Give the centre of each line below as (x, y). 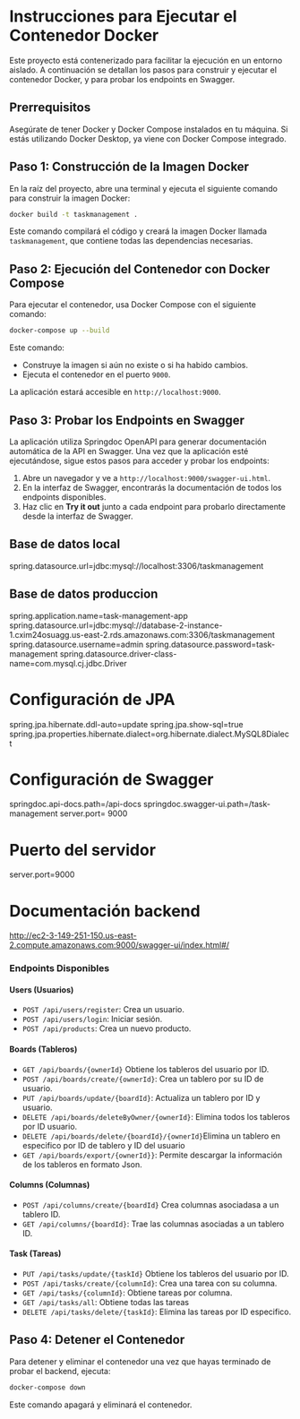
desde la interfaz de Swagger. (77, 516)
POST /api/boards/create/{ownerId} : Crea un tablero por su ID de (143, 1079)
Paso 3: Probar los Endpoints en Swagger (127, 420)
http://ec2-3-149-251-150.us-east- (73, 936)
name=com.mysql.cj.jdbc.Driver (68, 663)
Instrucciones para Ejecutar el (123, 17)
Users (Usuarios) (42, 989)
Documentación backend (105, 911)
